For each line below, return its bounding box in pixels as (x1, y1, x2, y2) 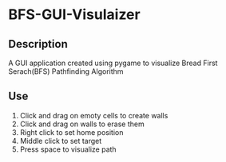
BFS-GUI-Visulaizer (8, 6, 141, 24)
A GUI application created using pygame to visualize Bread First (8, 58, 218, 67)
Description (8, 37, 68, 51)
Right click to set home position (19, 127, 124, 137)
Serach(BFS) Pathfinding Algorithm (8, 67, 124, 76)
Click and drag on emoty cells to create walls (19, 110, 169, 120)
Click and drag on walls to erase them (19, 119, 145, 129)
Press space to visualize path (19, 145, 117, 154)
